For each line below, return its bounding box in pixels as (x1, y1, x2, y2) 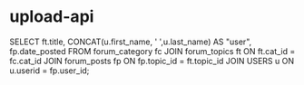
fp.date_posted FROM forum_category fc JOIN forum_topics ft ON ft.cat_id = (9, 45, 296, 56)
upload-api (9, 6, 94, 27)
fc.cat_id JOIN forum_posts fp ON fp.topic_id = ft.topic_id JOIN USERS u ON (9, 55, 295, 66)
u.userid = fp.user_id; (9, 65, 90, 76)
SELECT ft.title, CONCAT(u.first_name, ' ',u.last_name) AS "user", (9, 36, 252, 47)
